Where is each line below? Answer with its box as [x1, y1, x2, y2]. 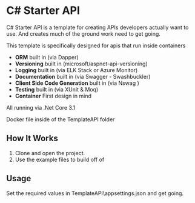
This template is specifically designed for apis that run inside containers [6, 42, 186, 49]
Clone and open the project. [15, 149, 85, 156]
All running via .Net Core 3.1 [6, 104, 76, 111]
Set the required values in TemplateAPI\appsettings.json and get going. [6, 189, 183, 197]
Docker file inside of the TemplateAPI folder [6, 116, 115, 123]
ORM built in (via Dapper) [15, 53, 79, 61]
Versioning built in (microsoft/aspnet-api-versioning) [15, 60, 148, 67]
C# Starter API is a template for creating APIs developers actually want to [6, 24, 189, 31]
